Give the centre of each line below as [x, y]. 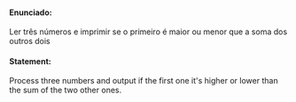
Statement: [30, 61]
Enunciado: [31, 12]
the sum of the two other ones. [66, 90]
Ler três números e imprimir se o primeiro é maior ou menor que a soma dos [148, 32]
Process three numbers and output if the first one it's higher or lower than [144, 81]
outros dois [30, 41]
